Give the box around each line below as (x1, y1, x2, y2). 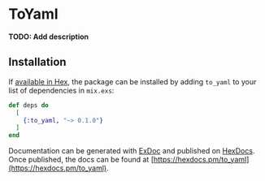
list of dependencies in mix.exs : (8, 85, 115, 95)
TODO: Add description (8, 32, 89, 41)
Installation (8, 55, 67, 69)
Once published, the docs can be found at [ (8, 155, 154, 165)
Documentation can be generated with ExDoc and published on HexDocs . (8, 146, 255, 156)
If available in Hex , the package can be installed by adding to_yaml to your (8, 76, 257, 86)
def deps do (8, 101, 49, 110)
